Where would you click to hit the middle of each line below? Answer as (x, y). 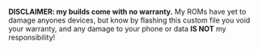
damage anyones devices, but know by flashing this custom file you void (129, 20)
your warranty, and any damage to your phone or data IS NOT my (117, 29)
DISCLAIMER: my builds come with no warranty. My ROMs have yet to (127, 12)
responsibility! (32, 37)
